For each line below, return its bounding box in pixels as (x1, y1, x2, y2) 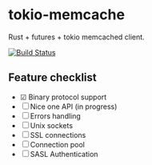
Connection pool (30, 139, 86, 149)
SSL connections (30, 130, 86, 139)
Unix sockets (30, 120, 74, 130)
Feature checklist (8, 70, 98, 85)
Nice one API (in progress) (30, 102, 118, 111)
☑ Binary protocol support (19, 92, 107, 102)
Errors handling (30, 111, 82, 121)
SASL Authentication (30, 149, 98, 159)
